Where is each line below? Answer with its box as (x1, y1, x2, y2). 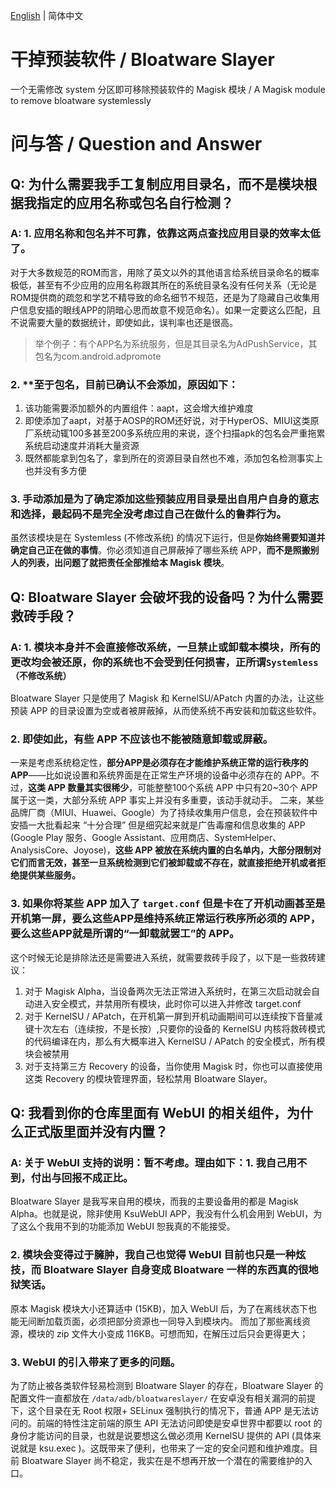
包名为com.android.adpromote (34, 350, 162, 362)
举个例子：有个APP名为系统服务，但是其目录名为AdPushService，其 (34, 337, 318, 349)
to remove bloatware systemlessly (10, 94, 152, 106)
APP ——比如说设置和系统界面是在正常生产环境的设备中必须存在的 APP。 (10, 769, 312, 781)
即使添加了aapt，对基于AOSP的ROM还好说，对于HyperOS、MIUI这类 (24, 415, 311, 427)
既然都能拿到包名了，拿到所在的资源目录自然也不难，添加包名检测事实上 (24, 452, 323, 464)
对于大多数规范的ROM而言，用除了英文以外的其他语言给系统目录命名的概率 (10, 266, 320, 278)
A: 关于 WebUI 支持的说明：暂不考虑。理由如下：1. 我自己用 (10, 1156, 297, 1169)
